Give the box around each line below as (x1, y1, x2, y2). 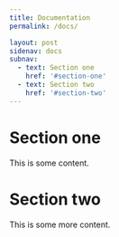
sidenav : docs (9, 46, 63, 55)
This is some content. (9, 157, 90, 168)
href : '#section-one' (25, 71, 106, 81)
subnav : (9, 55, 39, 64)
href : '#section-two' (25, 88, 106, 98)
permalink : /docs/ (9, 22, 78, 31)
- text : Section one (17, 63, 95, 72)
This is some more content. (9, 219, 111, 230)
